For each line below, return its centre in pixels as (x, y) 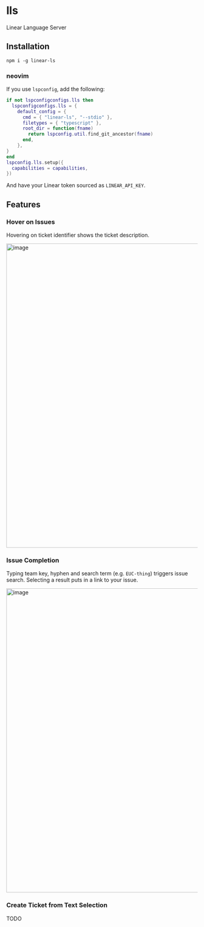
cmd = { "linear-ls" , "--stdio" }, (67, 117)
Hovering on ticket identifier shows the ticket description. (78, 235)
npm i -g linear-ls (31, 61)
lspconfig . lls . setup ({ (35, 162)
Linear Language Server (36, 27)
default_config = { (42, 111)
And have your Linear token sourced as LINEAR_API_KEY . (76, 186)
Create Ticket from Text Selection (57, 905)
